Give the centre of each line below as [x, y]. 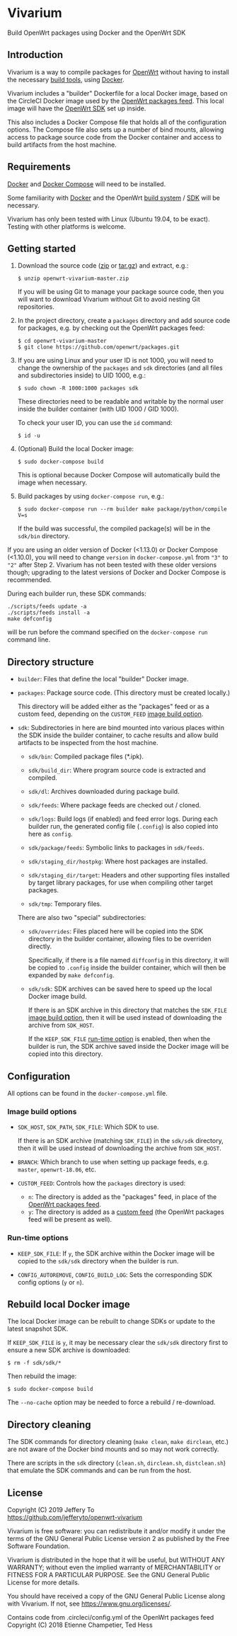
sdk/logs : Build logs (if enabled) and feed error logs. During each [123, 819]
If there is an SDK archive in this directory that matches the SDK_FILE [128, 1010]
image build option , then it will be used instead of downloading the [125, 1018]
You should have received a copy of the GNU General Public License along [116, 1596]
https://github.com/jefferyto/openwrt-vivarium [75, 1518]
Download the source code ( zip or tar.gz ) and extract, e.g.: [103, 266]
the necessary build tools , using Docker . [66, 79]
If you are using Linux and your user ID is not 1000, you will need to [115, 360]
